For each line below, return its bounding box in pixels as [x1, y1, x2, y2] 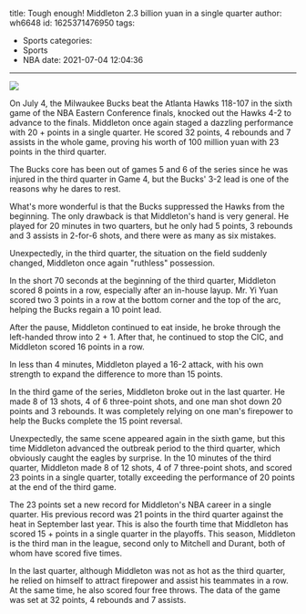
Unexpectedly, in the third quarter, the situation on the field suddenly [9, 248, 268, 258]
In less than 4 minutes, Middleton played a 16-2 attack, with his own [9, 359, 264, 369]
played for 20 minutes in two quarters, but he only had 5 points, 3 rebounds [9, 221, 293, 231]
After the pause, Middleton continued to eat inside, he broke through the [9, 322, 280, 332]
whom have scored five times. [9, 547, 123, 558]
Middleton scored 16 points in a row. [9, 341, 146, 352]
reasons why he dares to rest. [9, 183, 121, 194]
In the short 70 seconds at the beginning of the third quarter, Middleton [9, 276, 276, 286]
